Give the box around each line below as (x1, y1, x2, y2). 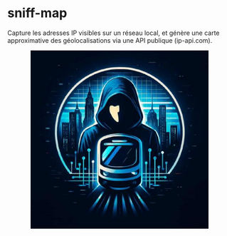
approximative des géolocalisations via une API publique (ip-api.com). (7, 36, 213, 44)
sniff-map (7, 5, 68, 21)
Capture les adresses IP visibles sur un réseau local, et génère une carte (7, 29, 220, 37)
